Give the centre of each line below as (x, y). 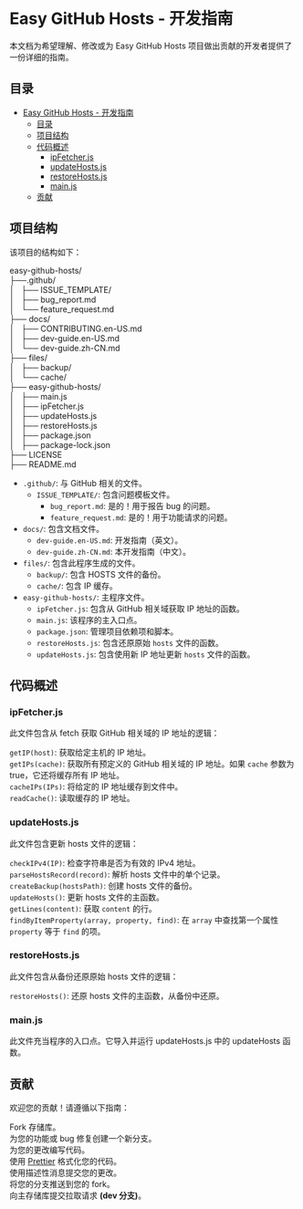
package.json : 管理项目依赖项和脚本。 (107, 631)
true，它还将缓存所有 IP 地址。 (67, 776)
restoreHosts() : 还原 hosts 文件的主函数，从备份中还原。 (117, 995)
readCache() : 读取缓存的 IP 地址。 (72, 798)
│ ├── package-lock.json (60, 444)
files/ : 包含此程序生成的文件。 (81, 563)
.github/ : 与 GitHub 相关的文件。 (85, 483)
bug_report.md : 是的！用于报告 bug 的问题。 (132, 505)
